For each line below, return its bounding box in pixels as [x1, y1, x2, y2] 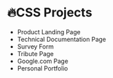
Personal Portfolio [17, 64, 68, 73]
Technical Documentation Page [17, 35, 107, 43]
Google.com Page [17, 57, 69, 65]
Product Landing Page [17, 27, 81, 36]
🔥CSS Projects [7, 5, 93, 21]
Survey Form [17, 42, 54, 51]
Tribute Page [17, 49, 54, 57]
